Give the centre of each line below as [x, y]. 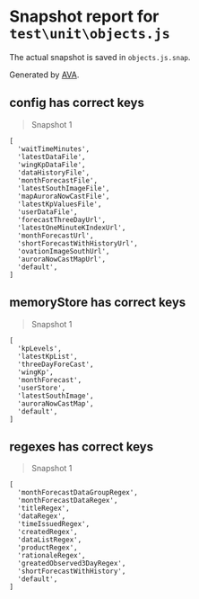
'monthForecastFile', [58, 180]
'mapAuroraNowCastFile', [64, 196]
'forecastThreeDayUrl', [61, 219]
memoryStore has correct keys [98, 303]
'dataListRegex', [50, 540]
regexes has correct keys [82, 447]
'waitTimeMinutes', [54, 149]
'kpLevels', [40, 348]
